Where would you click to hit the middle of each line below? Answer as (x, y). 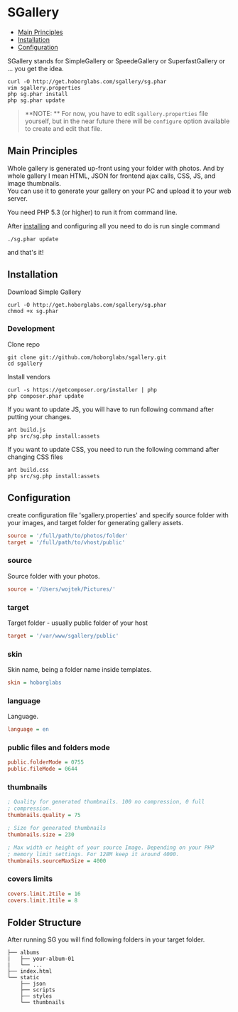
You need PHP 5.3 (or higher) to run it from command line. (92, 212)
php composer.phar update (45, 396)
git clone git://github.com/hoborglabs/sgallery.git (87, 357)
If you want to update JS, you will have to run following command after (111, 409)
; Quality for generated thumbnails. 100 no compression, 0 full (106, 802)
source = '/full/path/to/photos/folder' (68, 536)
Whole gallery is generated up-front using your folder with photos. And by (116, 168)
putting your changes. (40, 416)
